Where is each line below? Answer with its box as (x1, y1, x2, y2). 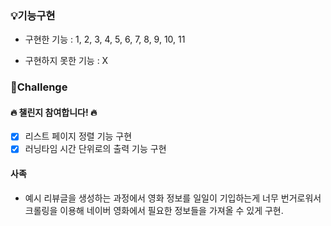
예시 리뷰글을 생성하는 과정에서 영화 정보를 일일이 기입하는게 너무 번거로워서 (24, 192, 322, 204)
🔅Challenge (10, 80, 68, 94)
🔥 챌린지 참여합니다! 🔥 (10, 106, 98, 118)
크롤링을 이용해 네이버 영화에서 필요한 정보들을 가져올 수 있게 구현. (24, 204, 284, 216)
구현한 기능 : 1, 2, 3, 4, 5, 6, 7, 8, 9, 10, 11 (24, 33, 186, 46)
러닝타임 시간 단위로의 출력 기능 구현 (24, 143, 167, 155)
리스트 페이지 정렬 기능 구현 (24, 130, 133, 142)
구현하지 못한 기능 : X (24, 55, 109, 67)
